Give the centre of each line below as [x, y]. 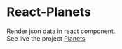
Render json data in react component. [61, 31]
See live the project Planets [46, 38]
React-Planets [49, 12]
